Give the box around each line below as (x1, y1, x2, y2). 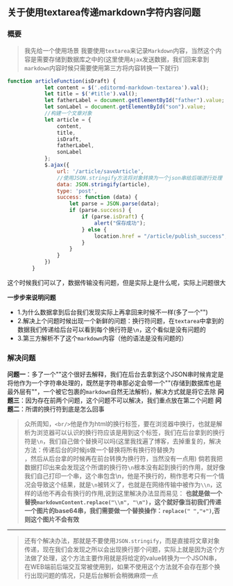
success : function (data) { (56, 194, 138, 201)
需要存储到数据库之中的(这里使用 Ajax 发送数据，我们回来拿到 (36, 55, 209, 63)
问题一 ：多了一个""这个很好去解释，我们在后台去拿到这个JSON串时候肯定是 (7, 371, 224, 379)
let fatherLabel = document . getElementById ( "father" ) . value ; (44, 97, 225, 104)
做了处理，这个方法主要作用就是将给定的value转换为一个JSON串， (30, 554, 221, 562)
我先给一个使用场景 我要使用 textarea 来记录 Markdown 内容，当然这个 (24, 46, 216, 54)
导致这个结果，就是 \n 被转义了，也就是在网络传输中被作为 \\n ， (36, 480, 216, 489)
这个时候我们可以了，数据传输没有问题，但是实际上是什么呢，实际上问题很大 (7, 278, 226, 286)
